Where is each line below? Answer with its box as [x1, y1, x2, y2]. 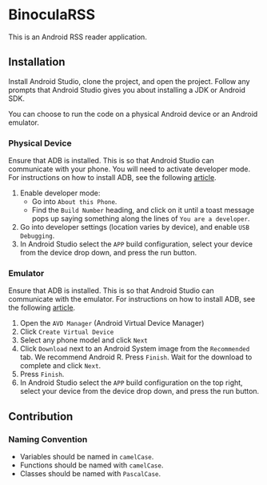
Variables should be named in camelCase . [19, 452, 154, 462]
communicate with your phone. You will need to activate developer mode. [8, 164, 251, 174]
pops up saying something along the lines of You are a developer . [31, 214, 250, 223]
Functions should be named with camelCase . [19, 460, 164, 470]
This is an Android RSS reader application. [8, 32, 148, 42]
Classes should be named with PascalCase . [19, 469, 161, 479]
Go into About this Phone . [31, 197, 118, 206]
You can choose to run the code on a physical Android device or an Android [8, 109, 258, 118]
